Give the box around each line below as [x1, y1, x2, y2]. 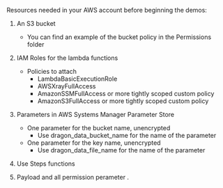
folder [26, 40, 45, 48]
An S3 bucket [16, 19, 56, 27]
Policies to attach [26, 68, 77, 75]
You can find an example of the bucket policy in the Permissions [26, 33, 212, 41]
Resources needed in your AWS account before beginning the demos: [6, 6, 207, 14]
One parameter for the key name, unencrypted [26, 139, 161, 147]
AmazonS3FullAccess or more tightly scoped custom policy [37, 97, 209, 105]
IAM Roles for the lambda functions [16, 54, 118, 62]
